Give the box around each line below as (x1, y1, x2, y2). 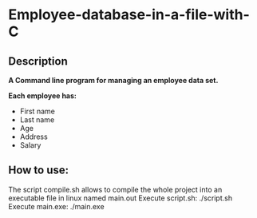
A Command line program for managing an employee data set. (8, 76, 219, 85)
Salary (19, 141, 42, 149)
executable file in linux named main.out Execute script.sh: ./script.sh (8, 193, 233, 203)
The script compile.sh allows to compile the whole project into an (8, 184, 223, 194)
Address (19, 132, 48, 141)
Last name (19, 115, 55, 125)
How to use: (8, 164, 69, 177)
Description (8, 54, 68, 68)
